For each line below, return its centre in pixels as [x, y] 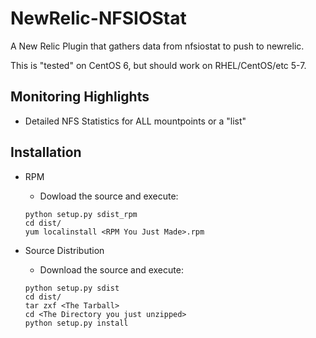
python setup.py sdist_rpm [81, 214]
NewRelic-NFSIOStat [98, 18]
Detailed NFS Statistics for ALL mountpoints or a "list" [135, 121]
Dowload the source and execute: [109, 196]
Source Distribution [64, 250]
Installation [46, 152]
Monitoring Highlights [80, 97]
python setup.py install [76, 323]
